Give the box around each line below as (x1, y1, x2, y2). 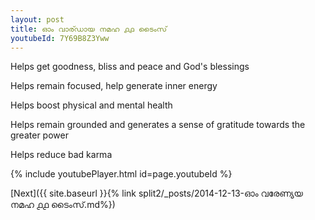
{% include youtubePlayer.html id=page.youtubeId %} (10, 168, 233, 180)
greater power (10, 129, 69, 141)
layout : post (10, 14, 65, 25)
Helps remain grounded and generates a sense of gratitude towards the (10, 119, 306, 131)
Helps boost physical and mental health (10, 99, 173, 111)
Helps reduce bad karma (10, 149, 113, 161)
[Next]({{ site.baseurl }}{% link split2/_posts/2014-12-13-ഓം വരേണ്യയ (10, 187, 303, 200)
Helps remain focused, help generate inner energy (10, 80, 218, 92)
